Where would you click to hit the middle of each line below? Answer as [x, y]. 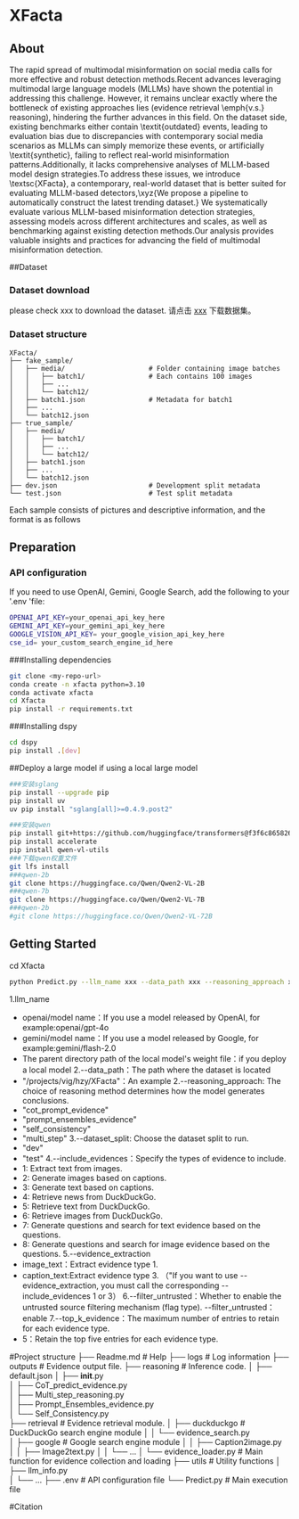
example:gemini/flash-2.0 [69, 1047]
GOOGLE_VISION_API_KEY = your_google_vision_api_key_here [117, 635]
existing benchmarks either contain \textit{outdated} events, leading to [139, 127]
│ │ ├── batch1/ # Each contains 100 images [131, 376]
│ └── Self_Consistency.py [59, 1413]
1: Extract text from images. [72, 1168]
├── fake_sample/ [41, 361]
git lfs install [39, 866]
